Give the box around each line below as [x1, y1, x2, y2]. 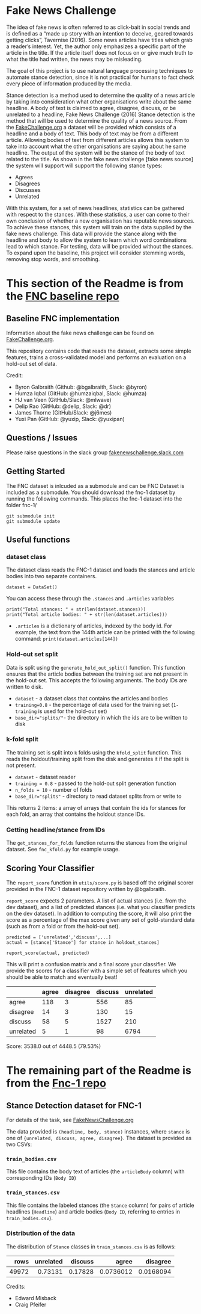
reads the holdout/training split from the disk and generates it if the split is [6, 755, 189, 762]
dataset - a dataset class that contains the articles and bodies [14, 694, 168, 702]
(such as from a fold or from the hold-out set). [6, 922, 120, 930]
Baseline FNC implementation [6, 313, 120, 324]
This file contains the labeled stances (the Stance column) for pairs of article [6, 1201, 194, 1209]
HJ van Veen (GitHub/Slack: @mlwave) [14, 396, 112, 403]
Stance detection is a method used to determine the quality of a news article [6, 91, 195, 99]
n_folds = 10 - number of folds [14, 786, 92, 793]
